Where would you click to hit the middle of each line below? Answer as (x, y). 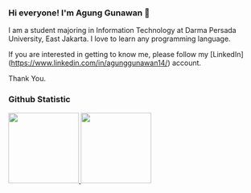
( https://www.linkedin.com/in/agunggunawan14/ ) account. (105, 63)
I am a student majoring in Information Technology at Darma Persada (122, 31)
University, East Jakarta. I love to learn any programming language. (119, 39)
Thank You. (27, 79)
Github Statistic (39, 100)
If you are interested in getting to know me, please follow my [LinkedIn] (126, 55)
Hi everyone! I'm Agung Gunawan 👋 (79, 13)
